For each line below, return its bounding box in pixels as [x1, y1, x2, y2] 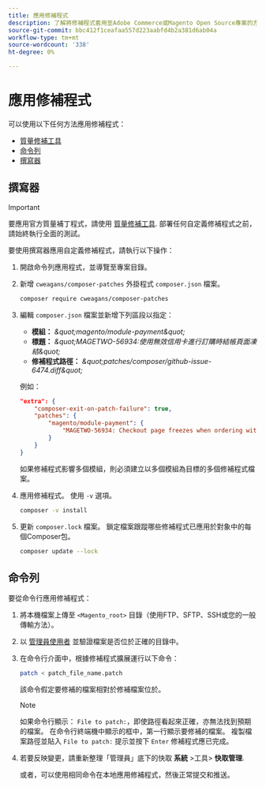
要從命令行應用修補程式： [8, 594, 92, 603]
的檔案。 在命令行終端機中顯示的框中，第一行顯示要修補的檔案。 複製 [19, 727, 245, 736]
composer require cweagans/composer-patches [19, 294, 169, 302]
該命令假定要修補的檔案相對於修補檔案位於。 [19, 684, 166, 695]
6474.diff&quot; [31, 365, 83, 375]
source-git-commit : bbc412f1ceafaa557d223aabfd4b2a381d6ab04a [8, 26, 217, 34]
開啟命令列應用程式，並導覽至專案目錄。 [19, 262, 152, 272]
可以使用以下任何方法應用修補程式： [8, 119, 126, 129]
